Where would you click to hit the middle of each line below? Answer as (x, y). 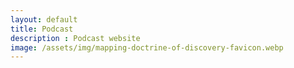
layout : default (44, 19)
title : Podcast (42, 29)
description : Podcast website (75, 38)
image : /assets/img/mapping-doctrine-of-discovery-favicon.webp (147, 47)
